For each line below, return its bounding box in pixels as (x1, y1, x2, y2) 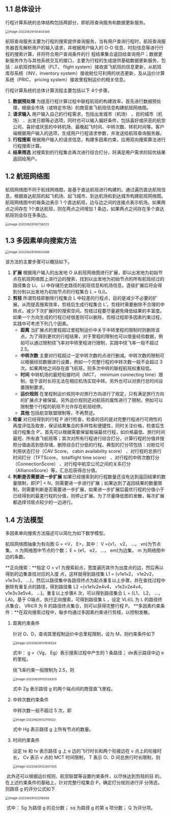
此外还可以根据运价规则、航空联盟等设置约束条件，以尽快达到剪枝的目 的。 (6, 773, 164, 779)
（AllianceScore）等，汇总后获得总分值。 (12, 467, 100, 474)
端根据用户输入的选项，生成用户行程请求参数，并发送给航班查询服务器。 (12, 130, 164, 136)
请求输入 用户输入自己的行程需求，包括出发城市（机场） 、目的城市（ (12, 111, 158, 117)
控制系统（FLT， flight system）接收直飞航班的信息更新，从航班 (27, 63, 162, 70)
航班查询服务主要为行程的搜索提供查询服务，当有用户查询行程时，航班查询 (5, 38, 161, 44)
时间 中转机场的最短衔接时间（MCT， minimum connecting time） (20, 372, 159, 378)
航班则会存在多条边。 (5, 212, 50, 218)
